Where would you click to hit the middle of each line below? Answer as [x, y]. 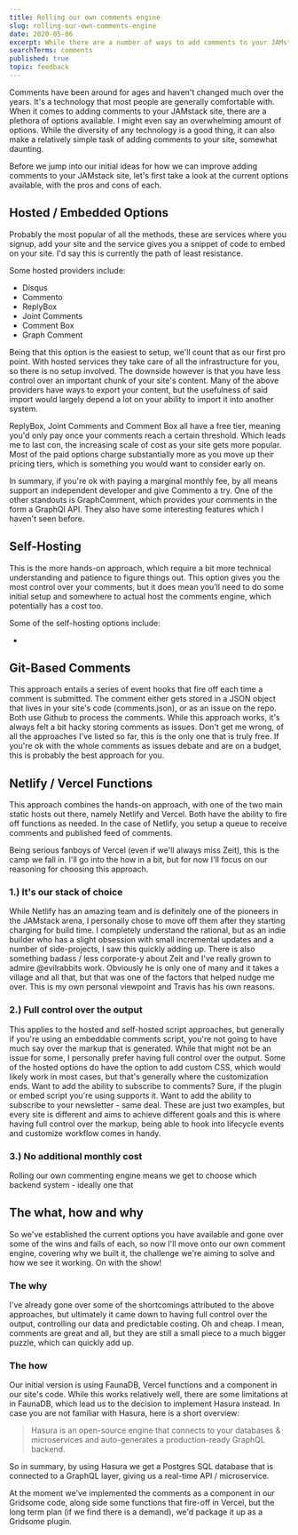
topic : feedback [39, 68]
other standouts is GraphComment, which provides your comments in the [143, 499]
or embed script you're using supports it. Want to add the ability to [130, 1095]
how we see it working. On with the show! [86, 1262]
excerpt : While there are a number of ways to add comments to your [138, 42]
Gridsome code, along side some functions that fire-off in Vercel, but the [142, 1503]
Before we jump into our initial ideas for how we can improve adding [133, 166]
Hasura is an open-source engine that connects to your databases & [156, 1430]
